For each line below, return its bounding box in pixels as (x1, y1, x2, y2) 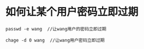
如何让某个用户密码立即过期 (5, 5, 139, 19)
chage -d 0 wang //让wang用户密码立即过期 (5, 37, 105, 43)
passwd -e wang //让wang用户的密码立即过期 (5, 26, 107, 32)
